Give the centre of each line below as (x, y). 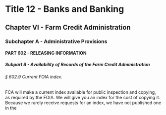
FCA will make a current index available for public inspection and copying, (81, 92)
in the (11, 108)
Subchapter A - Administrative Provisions (56, 41)
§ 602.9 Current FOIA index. (34, 77)
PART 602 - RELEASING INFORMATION (46, 53)
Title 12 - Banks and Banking (65, 9)
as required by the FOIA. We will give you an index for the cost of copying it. (83, 97)
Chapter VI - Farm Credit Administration (68, 27)
